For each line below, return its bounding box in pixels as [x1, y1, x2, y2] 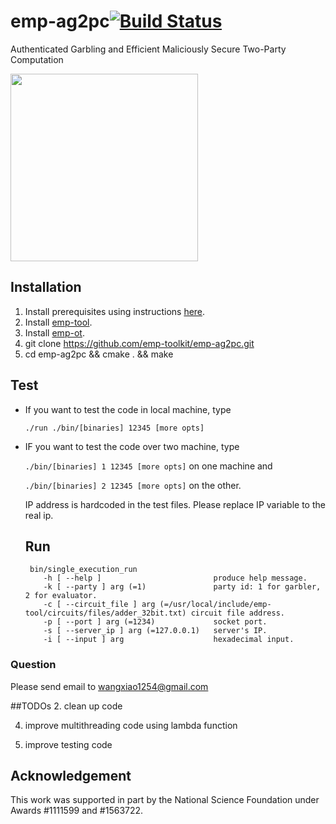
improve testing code [24, 738, 113, 750]
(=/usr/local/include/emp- [159, 600, 272, 610]
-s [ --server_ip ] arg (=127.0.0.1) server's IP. [43, 626, 268, 636]
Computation [10, 53, 64, 65]
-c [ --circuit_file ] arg [43, 600, 156, 610]
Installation [10, 279, 82, 296]
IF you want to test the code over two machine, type [24, 440, 240, 452]
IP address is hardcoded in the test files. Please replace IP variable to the [24, 498, 326, 510]
